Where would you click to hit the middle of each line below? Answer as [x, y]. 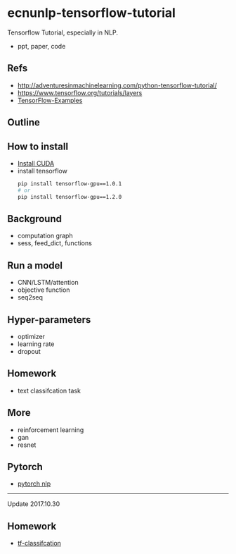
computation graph [45, 236]
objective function [44, 290]
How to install [38, 146]
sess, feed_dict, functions [55, 243]
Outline [24, 122]
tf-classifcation [39, 543]
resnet [27, 445]
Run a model [35, 265]
